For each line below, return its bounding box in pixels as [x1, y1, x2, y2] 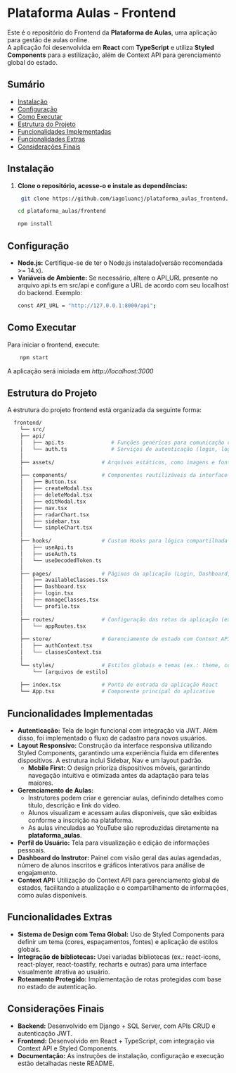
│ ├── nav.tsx [20, 504, 68, 511]
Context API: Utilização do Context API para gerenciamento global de [17, 876, 220, 884]
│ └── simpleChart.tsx [20, 524, 93, 531]
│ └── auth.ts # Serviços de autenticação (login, [20, 445, 218, 452]
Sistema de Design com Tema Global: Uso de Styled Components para [17, 930, 225, 938]
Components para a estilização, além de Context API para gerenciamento [7, 51, 221, 59]
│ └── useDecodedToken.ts [20, 557, 102, 564]
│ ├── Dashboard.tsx [20, 583, 86, 590]
